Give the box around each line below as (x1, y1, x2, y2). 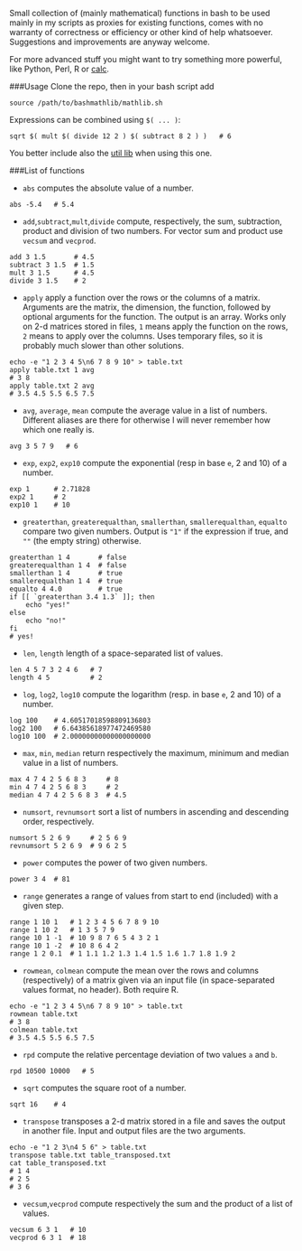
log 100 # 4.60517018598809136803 (9, 716, 151, 725)
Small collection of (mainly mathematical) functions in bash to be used (9, 8, 270, 18)
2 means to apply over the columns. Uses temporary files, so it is (22, 331, 263, 341)
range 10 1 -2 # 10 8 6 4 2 (9, 941, 119, 950)
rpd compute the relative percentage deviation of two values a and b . (22, 1050, 278, 1060)
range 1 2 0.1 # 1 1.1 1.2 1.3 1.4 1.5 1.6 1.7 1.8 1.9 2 (9, 949, 236, 958)
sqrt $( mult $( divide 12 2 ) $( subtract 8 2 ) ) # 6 (9, 132, 232, 141)
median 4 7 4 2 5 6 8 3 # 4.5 (9, 790, 127, 799)
